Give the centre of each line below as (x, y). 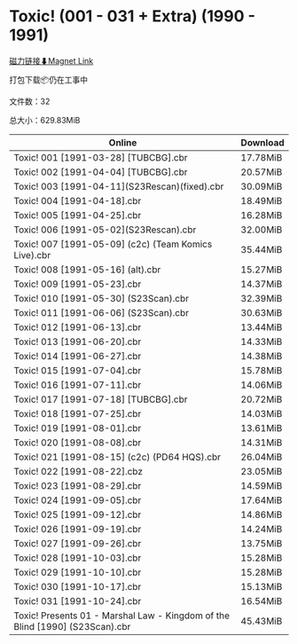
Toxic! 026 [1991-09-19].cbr (78, 529)
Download (263, 142)
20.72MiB (262, 399)
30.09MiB (262, 186)
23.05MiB (262, 471)
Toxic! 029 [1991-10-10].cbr (78, 572)
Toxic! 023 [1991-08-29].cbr (78, 485)
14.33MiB (262, 342)
